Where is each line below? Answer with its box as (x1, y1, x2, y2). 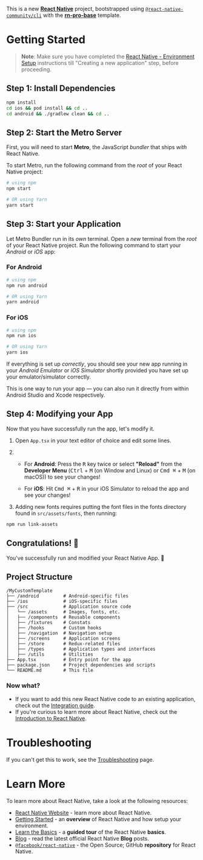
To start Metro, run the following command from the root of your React (6, 162, 182, 169)
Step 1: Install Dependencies (6, 83, 116, 93)
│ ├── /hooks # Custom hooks (6, 625, 102, 631)
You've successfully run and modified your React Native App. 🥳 (6, 554, 165, 562)
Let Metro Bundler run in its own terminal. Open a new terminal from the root (6, 235, 197, 242)
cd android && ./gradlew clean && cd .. (6, 110, 110, 117)
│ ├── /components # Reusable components (6, 614, 121, 620)
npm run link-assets (6, 521, 59, 527)
